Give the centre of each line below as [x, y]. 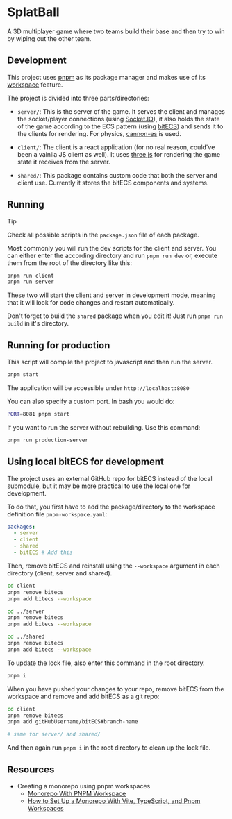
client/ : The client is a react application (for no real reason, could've [116, 147]
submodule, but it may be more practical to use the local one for [99, 486]
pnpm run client [31, 276]
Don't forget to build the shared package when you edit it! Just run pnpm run [115, 316]
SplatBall [34, 12]
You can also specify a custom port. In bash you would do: [91, 401]
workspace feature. [35, 85]
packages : [22, 527]
